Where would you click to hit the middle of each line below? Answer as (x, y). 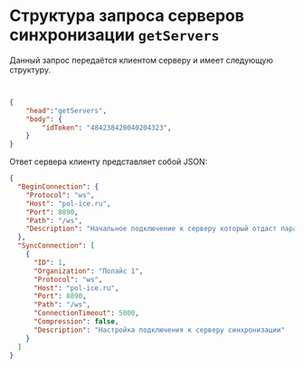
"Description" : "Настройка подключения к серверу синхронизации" (159, 330)
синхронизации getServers (114, 35)
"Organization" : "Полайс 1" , (88, 271)
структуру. (30, 70)
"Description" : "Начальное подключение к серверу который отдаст (152, 229)
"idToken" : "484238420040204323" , (107, 128)
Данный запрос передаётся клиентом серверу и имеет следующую (141, 60)
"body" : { (44, 119)
